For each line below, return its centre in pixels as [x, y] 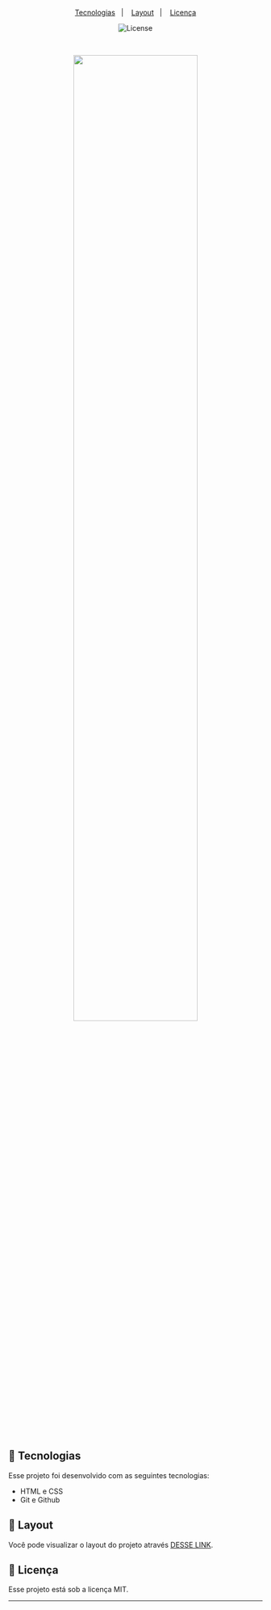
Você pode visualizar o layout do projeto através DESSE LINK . [111, 1545]
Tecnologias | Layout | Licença [135, 13]
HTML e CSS [42, 1491]
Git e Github [40, 1499]
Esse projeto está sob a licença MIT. [69, 1590]
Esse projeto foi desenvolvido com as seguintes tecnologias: [109, 1475]
